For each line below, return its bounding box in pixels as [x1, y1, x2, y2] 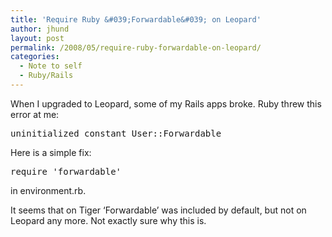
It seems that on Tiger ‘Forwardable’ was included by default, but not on [10, 204, 307, 216]
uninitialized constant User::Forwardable [10, 127, 222, 139]
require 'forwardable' [10, 166, 122, 177]
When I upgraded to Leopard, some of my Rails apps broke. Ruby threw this [10, 97, 322, 110]
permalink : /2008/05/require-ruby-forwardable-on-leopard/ [10, 42, 262, 53]
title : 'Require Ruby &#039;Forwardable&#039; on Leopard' [10, 14, 262, 25]
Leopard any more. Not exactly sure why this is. [10, 214, 207, 226]
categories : [10, 52, 60, 62]
